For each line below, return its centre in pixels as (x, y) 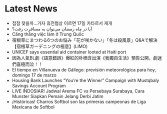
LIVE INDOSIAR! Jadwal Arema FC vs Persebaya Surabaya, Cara (78, 91)
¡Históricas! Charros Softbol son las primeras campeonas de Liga (79, 101)
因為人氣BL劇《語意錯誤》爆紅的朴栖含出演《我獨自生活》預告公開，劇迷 (87, 57)
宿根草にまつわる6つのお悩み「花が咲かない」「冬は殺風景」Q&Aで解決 (85, 40)
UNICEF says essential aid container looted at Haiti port (69, 52)
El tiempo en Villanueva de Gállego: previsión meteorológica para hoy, (84, 69)
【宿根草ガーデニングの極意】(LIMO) (50, 46)
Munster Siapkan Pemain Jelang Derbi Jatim (57, 96)
